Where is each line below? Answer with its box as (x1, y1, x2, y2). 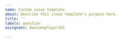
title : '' (5, 16, 26, 21)
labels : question (5, 21, 41, 26)
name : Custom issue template (5, 7, 65, 12)
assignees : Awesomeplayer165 (5, 25, 65, 30)
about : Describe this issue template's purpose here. (5, 12, 118, 17)
